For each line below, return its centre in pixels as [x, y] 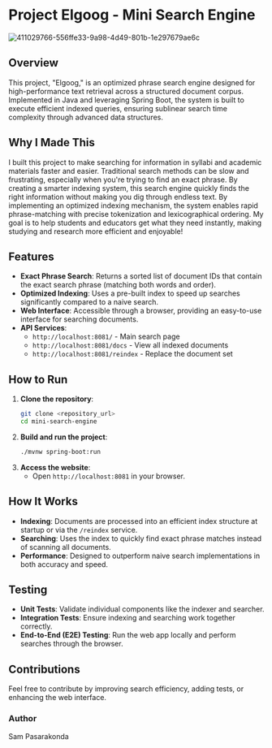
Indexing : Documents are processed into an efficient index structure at [139, 521]
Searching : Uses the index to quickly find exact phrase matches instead [141, 538]
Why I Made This [52, 143]
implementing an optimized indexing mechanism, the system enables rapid [133, 205]
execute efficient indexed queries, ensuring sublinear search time [118, 108]
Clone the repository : [57, 399]
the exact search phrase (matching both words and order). [118, 285]
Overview [34, 63]
